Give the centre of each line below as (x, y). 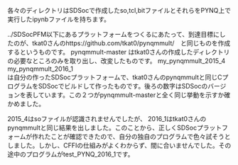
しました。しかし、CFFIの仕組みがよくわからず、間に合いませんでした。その (119, 145)
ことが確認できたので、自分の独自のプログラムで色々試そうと (141, 136)
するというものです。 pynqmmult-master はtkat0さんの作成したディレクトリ (119, 52)
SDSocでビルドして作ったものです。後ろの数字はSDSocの (123, 86)
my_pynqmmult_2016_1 (40, 69)
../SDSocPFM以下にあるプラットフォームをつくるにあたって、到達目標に (114, 34)
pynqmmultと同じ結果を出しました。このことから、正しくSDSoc (102, 127)
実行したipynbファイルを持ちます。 (59, 19)
